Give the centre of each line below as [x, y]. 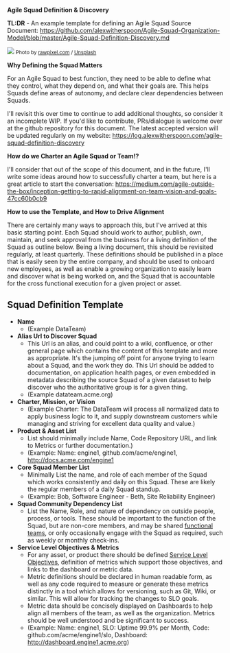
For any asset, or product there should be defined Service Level [117, 554]
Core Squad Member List [53, 467]
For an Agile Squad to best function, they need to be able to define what [109, 79]
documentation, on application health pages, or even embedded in [122, 372]
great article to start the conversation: [61, 184]
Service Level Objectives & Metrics [68, 547]
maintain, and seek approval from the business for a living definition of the [112, 240]
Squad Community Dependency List [70, 503]
